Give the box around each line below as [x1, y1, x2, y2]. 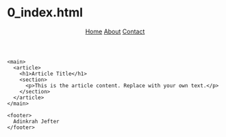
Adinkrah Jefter [13, 118, 60, 125]
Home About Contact [85, 27, 145, 35]
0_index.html [7, 5, 84, 20]
